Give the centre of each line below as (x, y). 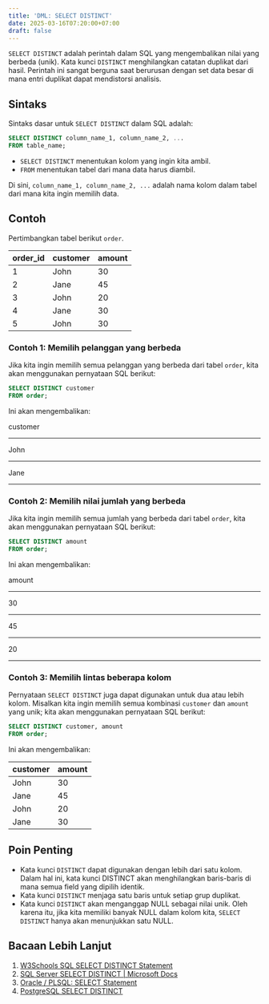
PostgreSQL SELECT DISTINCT (71, 990)
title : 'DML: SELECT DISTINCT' (60, 16)
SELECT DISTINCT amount (48, 542)
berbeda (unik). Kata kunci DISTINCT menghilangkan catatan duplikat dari (128, 62)
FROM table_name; (37, 146)
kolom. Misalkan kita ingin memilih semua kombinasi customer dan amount (129, 703)
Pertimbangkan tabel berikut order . (66, 238)
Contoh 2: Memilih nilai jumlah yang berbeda (97, 500)
